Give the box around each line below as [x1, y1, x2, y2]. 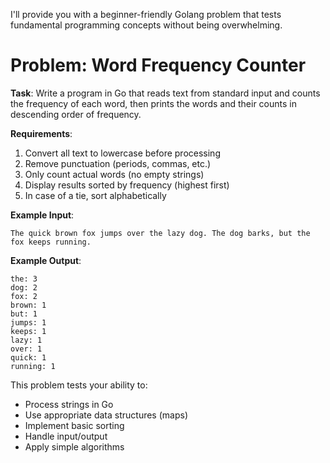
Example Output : [10, 254, 82, 266]
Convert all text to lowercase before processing [24, 147, 221, 159]
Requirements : [10, 127, 73, 139]
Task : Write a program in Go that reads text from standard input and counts [10, 87, 321, 99]
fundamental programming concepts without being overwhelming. [10, 19, 283, 31]
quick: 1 [10, 352, 47, 363]
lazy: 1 [10, 335, 43, 345]
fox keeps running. [10, 237, 92, 247]
